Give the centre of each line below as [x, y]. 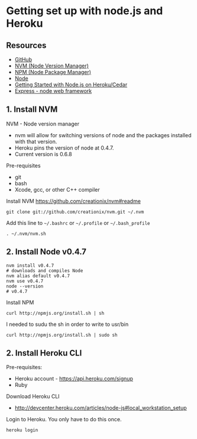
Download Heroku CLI [33, 396]
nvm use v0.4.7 [25, 281]
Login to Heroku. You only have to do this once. [64, 419]
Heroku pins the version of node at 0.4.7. [64, 148]
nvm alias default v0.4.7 [38, 276]
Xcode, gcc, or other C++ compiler [57, 189]
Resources [26, 45]
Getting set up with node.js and [85, 11]
